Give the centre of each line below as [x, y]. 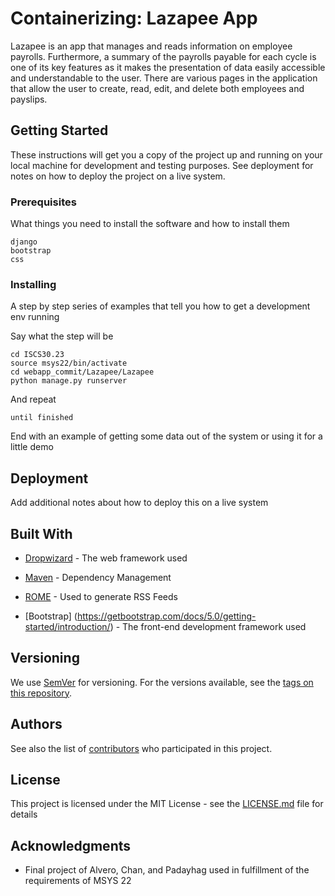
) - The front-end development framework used [208, 626]
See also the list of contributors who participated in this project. [141, 748]
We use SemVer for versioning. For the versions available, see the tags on [162, 682]
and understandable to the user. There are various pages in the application [164, 78]
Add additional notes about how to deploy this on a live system [139, 503]
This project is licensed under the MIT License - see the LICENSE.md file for [167, 804]
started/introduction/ [67, 626]
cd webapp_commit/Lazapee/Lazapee [82, 372]
